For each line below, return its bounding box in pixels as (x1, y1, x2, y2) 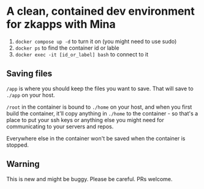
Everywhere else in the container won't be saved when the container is (6, 134, 186, 142)
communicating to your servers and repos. (6, 123, 114, 130)
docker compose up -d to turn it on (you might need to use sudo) (15, 37, 177, 45)
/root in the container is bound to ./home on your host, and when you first (6, 103, 192, 110)
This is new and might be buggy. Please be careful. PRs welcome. (6, 175, 173, 182)
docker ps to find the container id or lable (15, 44, 119, 52)
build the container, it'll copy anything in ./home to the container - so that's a (6, 109, 198, 117)
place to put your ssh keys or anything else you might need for (6, 116, 164, 123)
